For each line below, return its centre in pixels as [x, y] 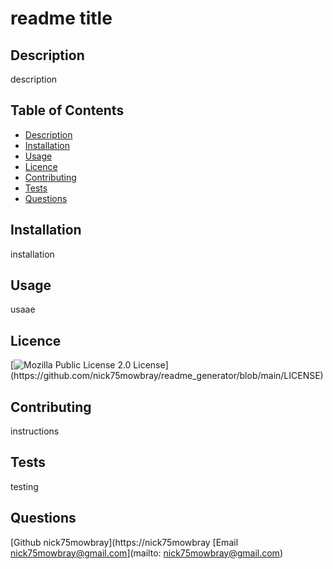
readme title [61, 18]
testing [24, 486]
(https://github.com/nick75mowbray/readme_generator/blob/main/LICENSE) [167, 376]
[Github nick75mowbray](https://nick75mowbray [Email [124, 542]
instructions [35, 431]
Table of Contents [67, 110]
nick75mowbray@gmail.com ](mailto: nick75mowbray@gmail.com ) [146, 553]
